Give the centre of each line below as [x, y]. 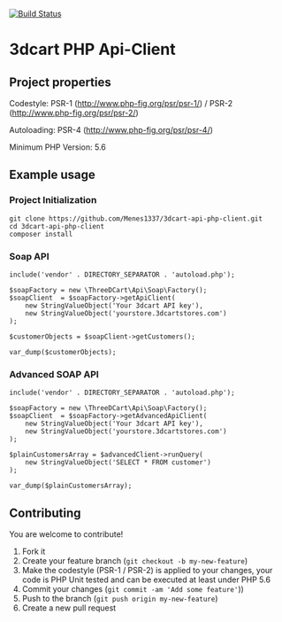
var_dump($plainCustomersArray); [71, 486]
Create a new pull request [69, 608]
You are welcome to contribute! [66, 534]
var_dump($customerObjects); [63, 352]
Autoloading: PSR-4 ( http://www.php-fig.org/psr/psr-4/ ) [111, 130]
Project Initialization [53, 200]
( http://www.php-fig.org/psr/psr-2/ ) [74, 113]
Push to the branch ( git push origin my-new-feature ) [120, 599]
